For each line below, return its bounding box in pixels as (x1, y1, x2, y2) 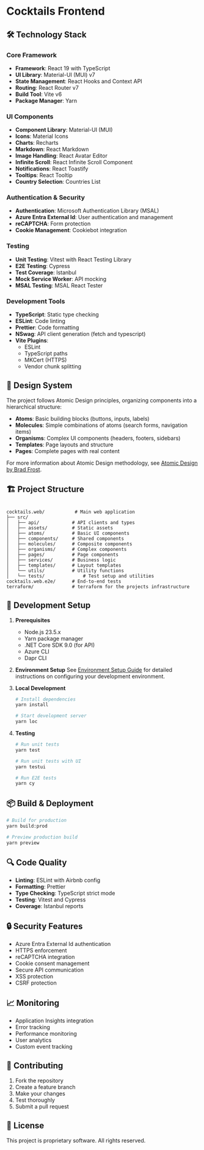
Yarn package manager (24, 635, 84, 642)
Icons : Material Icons (15, 133, 68, 140)
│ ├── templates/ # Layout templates (6, 562, 122, 569)
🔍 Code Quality (6, 857, 67, 868)
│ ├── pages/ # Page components (6, 551, 119, 558)
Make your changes (15, 1090, 65, 1097)
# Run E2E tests (15, 774, 57, 781)
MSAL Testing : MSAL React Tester (15, 282, 103, 289)
